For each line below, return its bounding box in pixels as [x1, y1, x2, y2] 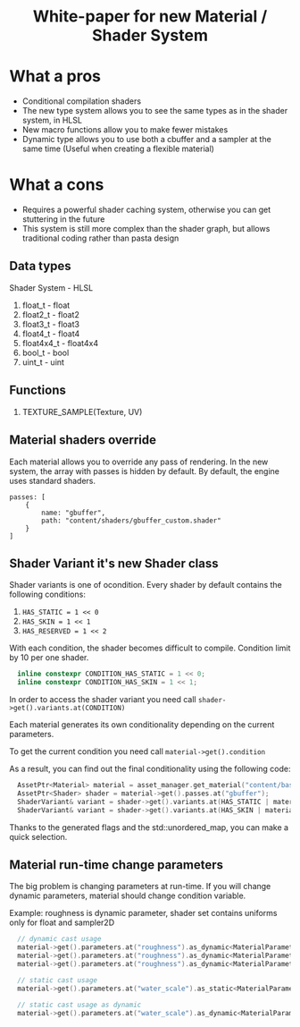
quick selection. [9, 831, 68, 842]
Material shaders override [9, 432, 157, 448]
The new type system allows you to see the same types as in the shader [21, 106, 288, 116]
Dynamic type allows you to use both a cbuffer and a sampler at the [21, 134, 272, 145]
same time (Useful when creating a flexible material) [21, 143, 214, 154]
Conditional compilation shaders [21, 96, 141, 106]
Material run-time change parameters [9, 857, 224, 872]
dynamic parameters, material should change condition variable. [9, 890, 246, 901]
